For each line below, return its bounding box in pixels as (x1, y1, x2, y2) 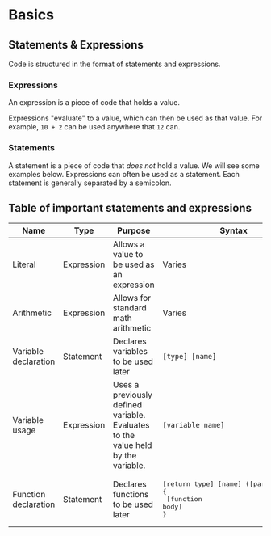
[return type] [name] (162, 479, 242, 488)
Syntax (219, 225, 248, 236)
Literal (12, 259, 36, 270)
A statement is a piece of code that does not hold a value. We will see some (8, 160, 260, 171)
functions (112, 488, 149, 500)
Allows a (112, 238, 145, 250)
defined (112, 399, 143, 411)
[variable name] (162, 420, 225, 430)
